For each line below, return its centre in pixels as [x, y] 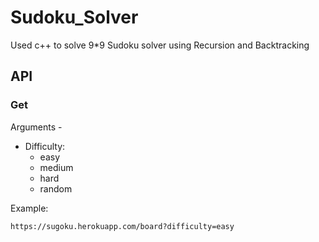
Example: [29, 208]
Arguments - [36, 127]
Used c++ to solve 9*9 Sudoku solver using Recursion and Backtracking [160, 45]
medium [56, 167]
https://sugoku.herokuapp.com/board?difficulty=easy [122, 226]
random [56, 188]
